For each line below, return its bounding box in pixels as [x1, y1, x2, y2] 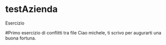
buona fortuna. [5, 35, 36, 41]
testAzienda [5, 3, 58, 15]
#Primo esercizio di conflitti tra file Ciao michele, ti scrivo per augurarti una [5, 29, 161, 35]
